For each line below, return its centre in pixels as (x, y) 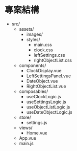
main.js (26, 143)
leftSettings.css (49, 55)
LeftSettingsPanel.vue (49, 76)
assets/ (26, 29)
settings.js (37, 122)
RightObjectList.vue (46, 86)
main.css (43, 44)
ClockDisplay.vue (44, 70)
